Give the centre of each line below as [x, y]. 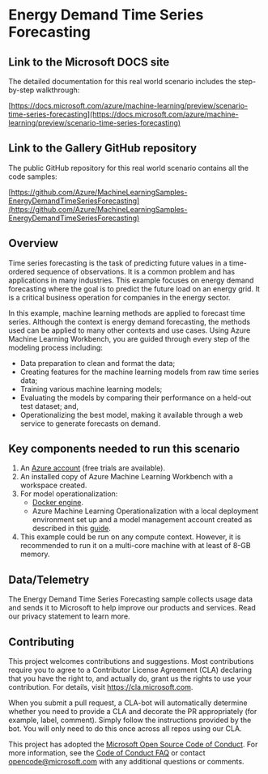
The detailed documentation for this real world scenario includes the [122, 81]
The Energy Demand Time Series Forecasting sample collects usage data [131, 599]
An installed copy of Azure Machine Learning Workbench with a [126, 477]
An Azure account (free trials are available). [93, 468]
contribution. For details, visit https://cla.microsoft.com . [101, 687]
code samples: [33, 176]
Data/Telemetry [49, 579]
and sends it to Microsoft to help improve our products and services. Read [132, 608]
